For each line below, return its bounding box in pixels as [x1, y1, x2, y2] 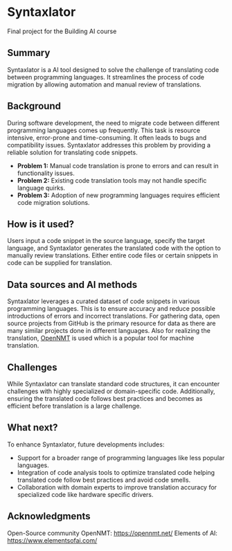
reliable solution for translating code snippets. [7, 148, 138, 156]
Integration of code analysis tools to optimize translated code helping [17, 468, 215, 476]
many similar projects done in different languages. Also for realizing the [7, 327, 211, 335]
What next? [7, 422, 58, 433]
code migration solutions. [17, 198, 90, 206]
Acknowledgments [7, 510, 91, 523]
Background [7, 100, 61, 112]
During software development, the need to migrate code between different [7, 118, 220, 127]
